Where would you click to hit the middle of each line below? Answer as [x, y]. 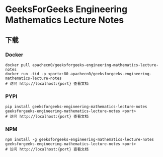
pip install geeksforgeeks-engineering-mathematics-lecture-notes [76, 107]
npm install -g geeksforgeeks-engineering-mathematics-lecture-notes [80, 140]
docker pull [18, 65]
